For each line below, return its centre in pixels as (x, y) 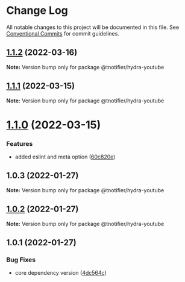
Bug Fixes (21, 260)
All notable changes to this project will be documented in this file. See (93, 27)
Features (20, 143)
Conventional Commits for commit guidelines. (63, 33)
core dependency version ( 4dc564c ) (61, 273)
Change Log (37, 11)
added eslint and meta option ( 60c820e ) (65, 157)
